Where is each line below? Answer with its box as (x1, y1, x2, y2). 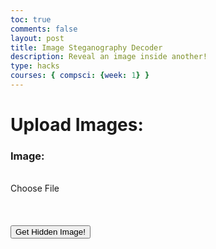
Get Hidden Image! (15, 227, 86, 238)
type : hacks (10, 61, 60, 71)
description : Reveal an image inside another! (10, 52, 208, 62)
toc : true (10, 14, 52, 25)
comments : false (10, 24, 78, 34)
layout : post (10, 33, 65, 43)
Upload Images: (10, 114, 144, 136)
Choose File (10, 182, 60, 195)
